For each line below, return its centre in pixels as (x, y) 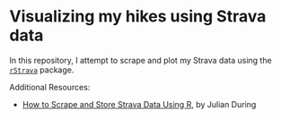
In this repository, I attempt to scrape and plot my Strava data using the (140, 60)
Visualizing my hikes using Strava (138, 17)
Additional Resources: (50, 87)
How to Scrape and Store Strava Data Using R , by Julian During (139, 104)
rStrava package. (42, 70)
